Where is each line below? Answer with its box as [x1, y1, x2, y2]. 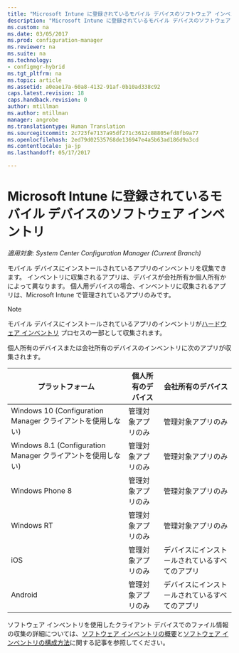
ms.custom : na [7, 23, 50, 31]
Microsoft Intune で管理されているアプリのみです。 [26, 290, 175, 299]
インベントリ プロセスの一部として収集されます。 [21, 328, 166, 336]
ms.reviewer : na [7, 43, 55, 51]
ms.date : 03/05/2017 [7, 30, 69, 38]
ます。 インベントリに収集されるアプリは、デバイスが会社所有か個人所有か [7, 272, 227, 281]
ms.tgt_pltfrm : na [7, 70, 62, 77]
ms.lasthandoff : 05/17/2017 [7, 149, 91, 156]
